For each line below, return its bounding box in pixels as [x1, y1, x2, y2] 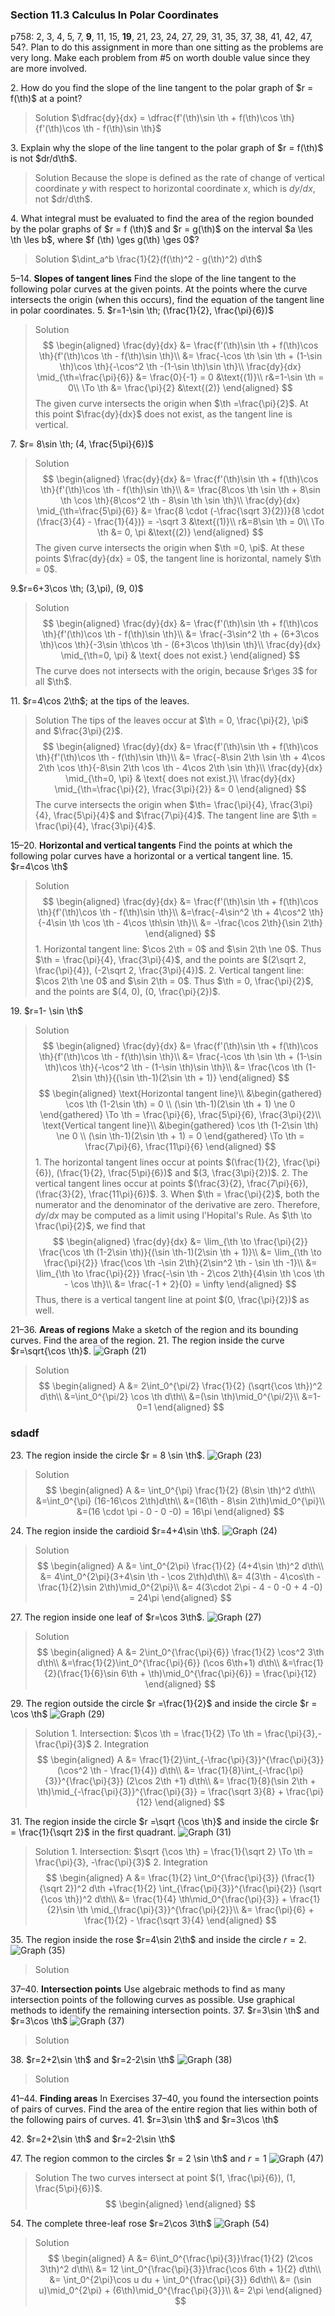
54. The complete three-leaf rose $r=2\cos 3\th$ [10, 2217, 212, 2229]
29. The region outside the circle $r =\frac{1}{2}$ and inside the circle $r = [10, 1697, 318, 1709]
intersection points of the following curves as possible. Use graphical [10, 1993, 295, 2005]
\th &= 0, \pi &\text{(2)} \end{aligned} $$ [97, 526, 264, 538]
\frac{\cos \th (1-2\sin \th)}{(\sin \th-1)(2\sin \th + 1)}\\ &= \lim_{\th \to [38, 1246, 322, 1258]
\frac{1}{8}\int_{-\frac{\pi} [197, 1764, 305, 1776]
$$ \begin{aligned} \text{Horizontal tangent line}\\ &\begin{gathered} [38, 1088, 323, 1100]
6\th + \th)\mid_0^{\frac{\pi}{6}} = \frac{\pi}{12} [120, 1667, 318, 1679]
